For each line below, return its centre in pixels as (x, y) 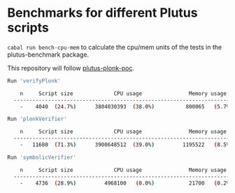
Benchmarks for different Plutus (102, 13)
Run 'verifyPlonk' (34, 81)
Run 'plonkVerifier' (37, 119)
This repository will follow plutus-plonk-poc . (71, 68)
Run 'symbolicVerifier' (42, 157)
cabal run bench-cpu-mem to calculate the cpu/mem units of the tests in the (115, 47)
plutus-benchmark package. (48, 55)
